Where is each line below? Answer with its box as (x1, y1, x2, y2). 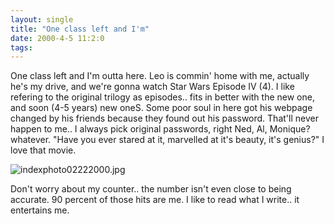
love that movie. (10, 144, 77, 156)
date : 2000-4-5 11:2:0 (10, 33, 105, 43)
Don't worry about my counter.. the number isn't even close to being (10, 183, 292, 195)
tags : (10, 42, 33, 53)
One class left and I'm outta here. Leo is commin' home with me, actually (10, 70, 310, 82)
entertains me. (10, 204, 70, 216)
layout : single (10, 14, 74, 25)
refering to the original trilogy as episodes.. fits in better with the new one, (10, 91, 315, 103)
